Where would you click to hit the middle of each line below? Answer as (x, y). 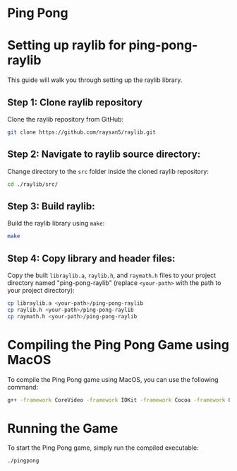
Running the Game (63, 428)
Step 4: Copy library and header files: (91, 258)
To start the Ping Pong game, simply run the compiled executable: (103, 448)
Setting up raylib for (67, 46)
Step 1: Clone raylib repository (75, 102)
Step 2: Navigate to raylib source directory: (104, 155)
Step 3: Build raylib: (51, 206)
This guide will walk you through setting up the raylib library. (95, 80)
